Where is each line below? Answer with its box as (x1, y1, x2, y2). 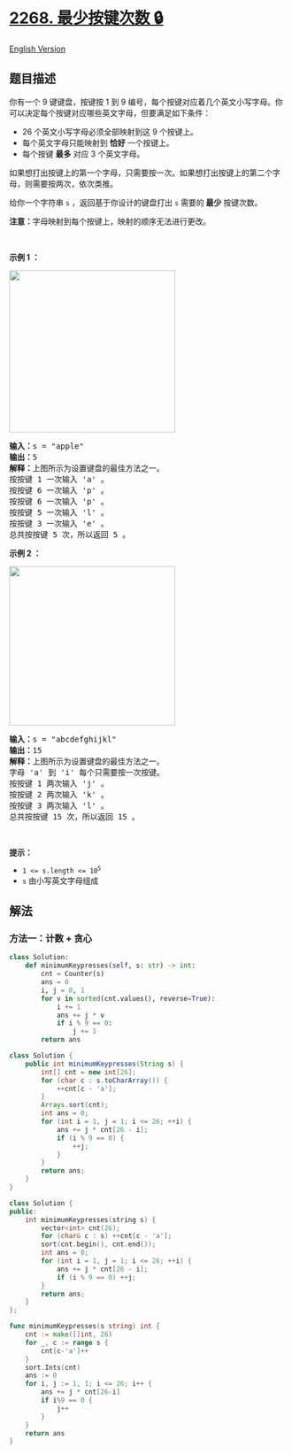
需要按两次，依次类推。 (32, 178, 118, 188)
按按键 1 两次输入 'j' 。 (9, 778, 109, 789)
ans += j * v (56, 1011, 104, 1019)
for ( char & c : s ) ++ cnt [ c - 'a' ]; (41, 1232, 173, 1241)
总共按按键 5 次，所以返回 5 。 (9, 529, 131, 540)
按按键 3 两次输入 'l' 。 (9, 800, 109, 811)
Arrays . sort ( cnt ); (41, 1101, 109, 1110)
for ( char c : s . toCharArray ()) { (41, 1076, 168, 1085)
